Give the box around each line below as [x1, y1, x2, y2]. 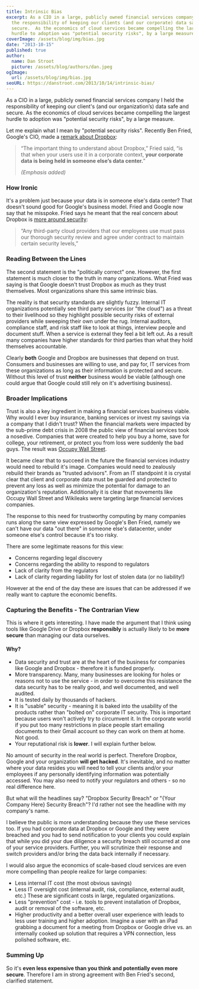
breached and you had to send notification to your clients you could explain [6, 831, 191, 838]
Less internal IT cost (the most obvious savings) [14, 879, 132, 886]
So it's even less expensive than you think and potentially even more [6, 964, 178, 972]
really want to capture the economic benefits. [6, 591, 117, 598]
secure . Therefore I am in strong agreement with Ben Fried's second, [6, 971, 175, 978]
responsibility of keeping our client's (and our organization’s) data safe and [6, 103, 190, 110]
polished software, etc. [14, 936, 71, 943]
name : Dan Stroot [11, 58, 54, 64]
